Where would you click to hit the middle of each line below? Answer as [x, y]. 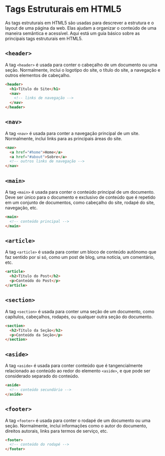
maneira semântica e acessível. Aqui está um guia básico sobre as [73, 33]
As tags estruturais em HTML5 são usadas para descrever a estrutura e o [80, 23]
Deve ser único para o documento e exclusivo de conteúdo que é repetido [81, 197]
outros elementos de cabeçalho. [38, 75]
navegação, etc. [21, 208]
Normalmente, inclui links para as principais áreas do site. [64, 138]
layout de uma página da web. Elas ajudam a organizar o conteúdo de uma [81, 28]
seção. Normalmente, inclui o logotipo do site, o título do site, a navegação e [83, 70]
